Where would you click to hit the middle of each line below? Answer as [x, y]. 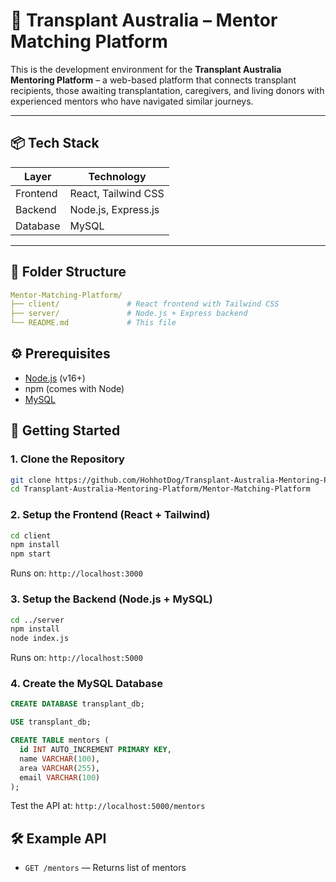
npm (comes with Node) [74, 388]
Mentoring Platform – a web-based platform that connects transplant [153, 80]
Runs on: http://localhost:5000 [76, 658]
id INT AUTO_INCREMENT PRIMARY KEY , [95, 750]
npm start [31, 554]
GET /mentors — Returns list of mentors [105, 868]
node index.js [40, 639]
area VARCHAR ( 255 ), [60, 768]
